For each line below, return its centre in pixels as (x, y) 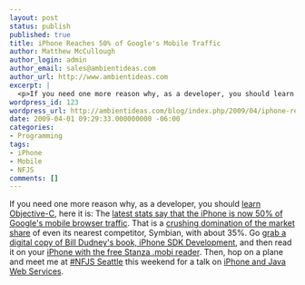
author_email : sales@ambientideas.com (83, 69)
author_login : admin (49, 60)
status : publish (40, 26)
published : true (40, 34)
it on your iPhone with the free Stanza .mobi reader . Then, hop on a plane (147, 252)
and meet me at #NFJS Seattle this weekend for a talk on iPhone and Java (148, 262)
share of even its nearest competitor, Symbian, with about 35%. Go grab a (148, 233)
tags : (20, 144)
